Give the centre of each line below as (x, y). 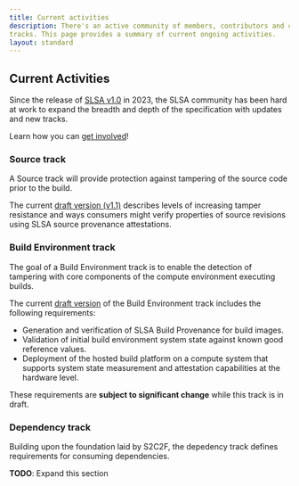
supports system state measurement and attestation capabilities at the (151, 367)
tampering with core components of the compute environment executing (142, 276)
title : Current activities (59, 17)
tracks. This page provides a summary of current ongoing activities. (143, 34)
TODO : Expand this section (59, 473)
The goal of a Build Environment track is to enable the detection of (131, 267)
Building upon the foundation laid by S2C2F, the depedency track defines (144, 446)
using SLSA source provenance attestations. (90, 225)
